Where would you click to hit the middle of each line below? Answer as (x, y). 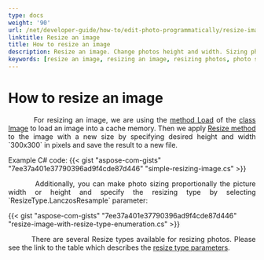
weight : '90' (29, 23)
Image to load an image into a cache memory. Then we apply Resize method (132, 128)
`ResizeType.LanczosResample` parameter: (78, 200)
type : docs (26, 15)
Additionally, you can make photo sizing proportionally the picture (145, 183)
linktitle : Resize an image (54, 37)
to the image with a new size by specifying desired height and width (132, 136)
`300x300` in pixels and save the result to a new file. (93, 145)
